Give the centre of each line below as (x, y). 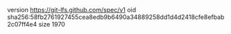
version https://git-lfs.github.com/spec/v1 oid (72, 10)
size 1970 (52, 24)
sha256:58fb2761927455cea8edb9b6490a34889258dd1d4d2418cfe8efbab (116, 17)
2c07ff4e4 (22, 24)
